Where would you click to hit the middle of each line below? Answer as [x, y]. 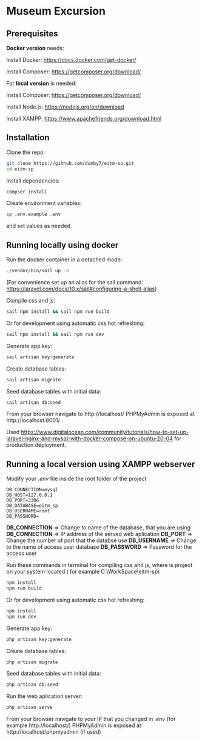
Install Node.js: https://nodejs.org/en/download [65, 107]
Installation [28, 138]
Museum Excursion [56, 11]
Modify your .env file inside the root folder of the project [76, 479]
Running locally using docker [62, 245]
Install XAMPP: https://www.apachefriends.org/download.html [84, 119]
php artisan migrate [32, 662]
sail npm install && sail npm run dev [55, 334]
